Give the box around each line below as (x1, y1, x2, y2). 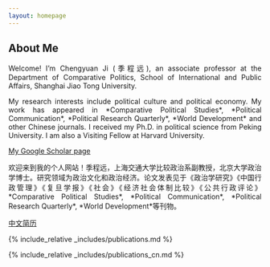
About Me (8, 42, 59, 55)
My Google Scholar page (8, 146, 91, 156)
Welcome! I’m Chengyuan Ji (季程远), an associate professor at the (8, 63, 262, 73)
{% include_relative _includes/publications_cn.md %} (8, 250, 185, 260)
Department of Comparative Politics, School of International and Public (8, 73, 262, 83)
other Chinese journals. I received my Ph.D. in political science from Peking (8, 122, 262, 132)
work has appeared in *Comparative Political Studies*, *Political (8, 105, 262, 115)
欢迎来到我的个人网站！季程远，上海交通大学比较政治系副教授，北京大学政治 (8, 163, 262, 172)
